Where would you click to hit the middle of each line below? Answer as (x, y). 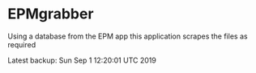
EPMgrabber (51, 14)
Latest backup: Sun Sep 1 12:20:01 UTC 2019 (82, 60)
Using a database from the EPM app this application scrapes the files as (128, 36)
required (22, 44)
